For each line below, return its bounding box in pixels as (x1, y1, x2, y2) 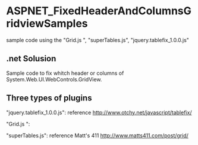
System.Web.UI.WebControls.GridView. (6, 75, 102, 83)
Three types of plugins (6, 93, 92, 103)
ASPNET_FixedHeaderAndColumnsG (6, 4, 192, 18)
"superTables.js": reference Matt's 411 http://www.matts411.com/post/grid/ (6, 132, 189, 139)
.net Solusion (6, 53, 56, 64)
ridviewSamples (6, 17, 88, 30)
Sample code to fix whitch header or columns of (6, 70, 124, 77)
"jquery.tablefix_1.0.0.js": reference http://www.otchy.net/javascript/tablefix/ (6, 109, 192, 116)
